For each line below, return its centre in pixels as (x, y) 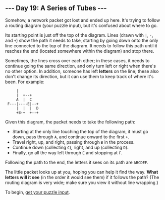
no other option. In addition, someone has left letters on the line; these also (82, 71)
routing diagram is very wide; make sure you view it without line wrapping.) (82, 182)
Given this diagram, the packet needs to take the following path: (70, 122)
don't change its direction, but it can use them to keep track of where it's (79, 76)
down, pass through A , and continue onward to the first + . (71, 137)
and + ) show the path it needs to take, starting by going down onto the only (82, 40)
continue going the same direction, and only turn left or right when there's (81, 66)
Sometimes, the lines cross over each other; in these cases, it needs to (77, 60)
